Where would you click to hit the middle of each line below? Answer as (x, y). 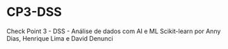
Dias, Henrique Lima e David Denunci (60, 38)
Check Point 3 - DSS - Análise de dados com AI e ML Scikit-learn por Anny (114, 31)
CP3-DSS (34, 12)
